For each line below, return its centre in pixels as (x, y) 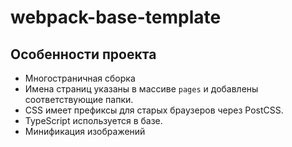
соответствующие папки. (79, 99)
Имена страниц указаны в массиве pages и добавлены (141, 89)
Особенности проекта (83, 54)
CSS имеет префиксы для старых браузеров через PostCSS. (154, 110)
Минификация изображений (85, 131)
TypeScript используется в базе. (93, 120)
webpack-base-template (116, 17)
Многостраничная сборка (80, 78)
